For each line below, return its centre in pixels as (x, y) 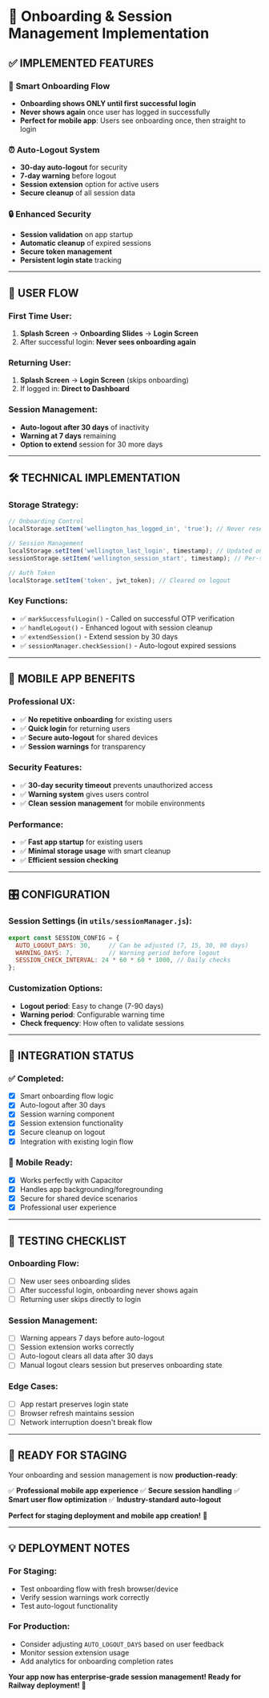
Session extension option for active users (89, 185)
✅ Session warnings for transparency (83, 746)
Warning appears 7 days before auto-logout (92, 1338)
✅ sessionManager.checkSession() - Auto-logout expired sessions (128, 645)
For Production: (39, 1627)
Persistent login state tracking (70, 260)
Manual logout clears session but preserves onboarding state (121, 1365)
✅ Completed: (36, 1078)
